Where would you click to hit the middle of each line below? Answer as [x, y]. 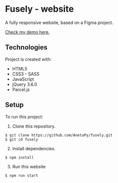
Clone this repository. [34, 126]
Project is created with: [28, 59]
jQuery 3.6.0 [25, 84]
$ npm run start [22, 175]
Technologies [26, 47]
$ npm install [20, 158]
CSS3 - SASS [26, 74]
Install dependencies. [34, 148]
